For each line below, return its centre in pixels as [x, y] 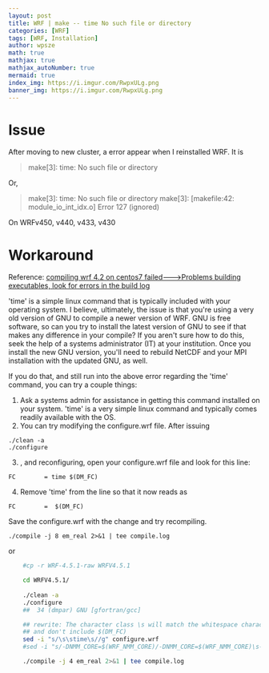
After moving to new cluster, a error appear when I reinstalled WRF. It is [126, 152]
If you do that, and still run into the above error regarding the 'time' [118, 377]
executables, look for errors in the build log [79, 286]
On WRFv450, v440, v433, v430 [62, 223]
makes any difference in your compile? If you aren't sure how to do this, [126, 335]
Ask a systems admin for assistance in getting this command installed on [140, 401]
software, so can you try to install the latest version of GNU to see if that [127, 327]
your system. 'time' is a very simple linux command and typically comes [139, 409]
